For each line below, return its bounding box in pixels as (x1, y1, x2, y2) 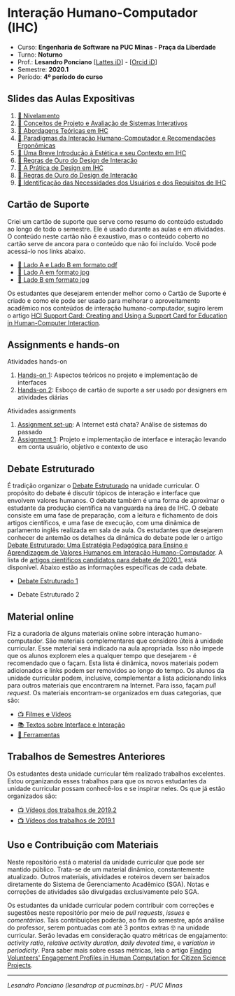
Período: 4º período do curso (17, 72, 104, 81)
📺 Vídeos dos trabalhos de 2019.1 (17, 816, 115, 825)
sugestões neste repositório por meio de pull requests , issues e (7, 908, 190, 917)
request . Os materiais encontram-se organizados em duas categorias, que (7, 689, 222, 697)
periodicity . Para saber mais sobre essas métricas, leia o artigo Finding (7, 946, 212, 954)
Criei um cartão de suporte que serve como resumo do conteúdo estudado (7, 217, 224, 225)
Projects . (7, 960, 33, 969)
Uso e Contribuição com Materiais (7, 839, 159, 851)
